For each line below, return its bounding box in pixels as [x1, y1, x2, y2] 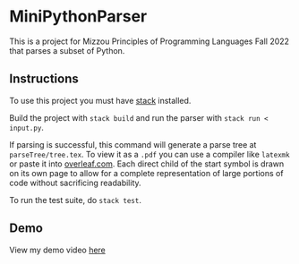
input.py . [9, 122, 45, 132]
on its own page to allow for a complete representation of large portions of [9, 167, 284, 178]
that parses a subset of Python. [9, 45, 125, 55]
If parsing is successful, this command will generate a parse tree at [9, 139, 257, 149]
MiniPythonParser [9, 6, 148, 27]
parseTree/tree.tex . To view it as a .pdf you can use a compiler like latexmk [9, 149, 290, 159]
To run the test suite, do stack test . [9, 194, 141, 205]
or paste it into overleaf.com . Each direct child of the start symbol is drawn [9, 158, 285, 169]
